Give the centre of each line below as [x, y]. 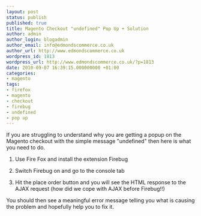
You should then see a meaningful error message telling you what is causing [100, 200]
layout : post [22, 12]
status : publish [26, 17]
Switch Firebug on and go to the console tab [70, 171]
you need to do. [26, 148]
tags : [13, 85]
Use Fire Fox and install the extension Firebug [71, 159]
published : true [26, 23]
